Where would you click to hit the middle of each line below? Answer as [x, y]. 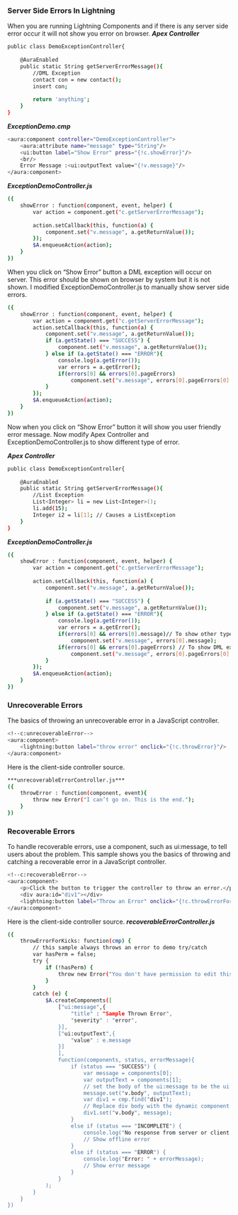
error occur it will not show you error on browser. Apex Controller [103, 33]
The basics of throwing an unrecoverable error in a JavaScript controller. [113, 720]
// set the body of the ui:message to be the [152, 1086]
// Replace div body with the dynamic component [157, 1106]
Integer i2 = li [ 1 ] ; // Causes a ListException [104, 515]
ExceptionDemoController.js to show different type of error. [93, 442]
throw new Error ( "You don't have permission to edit [137, 974]
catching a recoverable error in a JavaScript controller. [87, 862]
